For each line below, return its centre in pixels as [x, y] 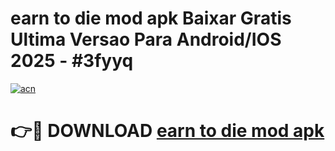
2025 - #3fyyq [72, 61]
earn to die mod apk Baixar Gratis [151, 18]
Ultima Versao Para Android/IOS [146, 39]
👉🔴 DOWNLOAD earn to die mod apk [167, 131]
